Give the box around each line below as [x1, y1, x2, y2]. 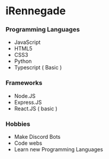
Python [14, 58, 32, 65]
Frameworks [5, 79, 43, 87]
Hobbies [5, 120, 31, 128]
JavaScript [14, 39, 41, 46]
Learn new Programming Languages [14, 146, 103, 153]
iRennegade [5, 4, 66, 18]
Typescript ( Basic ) [14, 64, 62, 71]
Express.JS [14, 98, 42, 106]
